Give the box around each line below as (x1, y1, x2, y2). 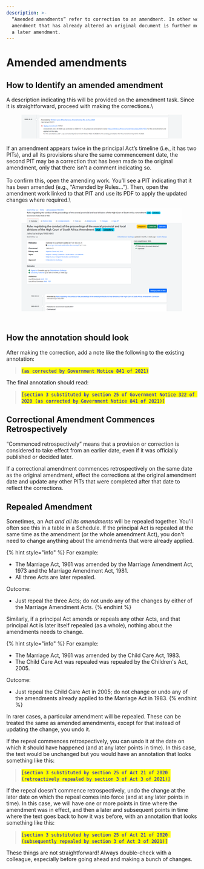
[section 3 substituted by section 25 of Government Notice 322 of (21, 392, 195, 398)
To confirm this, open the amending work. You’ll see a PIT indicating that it (6, 177, 192, 184)
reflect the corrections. (6, 484, 64, 491)
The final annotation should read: (6, 378, 89, 386)
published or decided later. (6, 453, 73, 460)
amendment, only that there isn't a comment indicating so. (6, 164, 152, 171)
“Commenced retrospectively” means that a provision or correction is (6, 440, 180, 448)
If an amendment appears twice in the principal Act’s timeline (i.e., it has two (6, 145, 197, 152)
